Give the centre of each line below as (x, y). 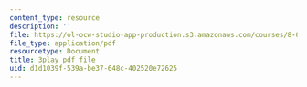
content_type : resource (55, 18)
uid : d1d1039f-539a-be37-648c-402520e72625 (94, 69)
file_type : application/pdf (63, 43)
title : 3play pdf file (53, 60)
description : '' (40, 26)
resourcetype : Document (55, 52)
